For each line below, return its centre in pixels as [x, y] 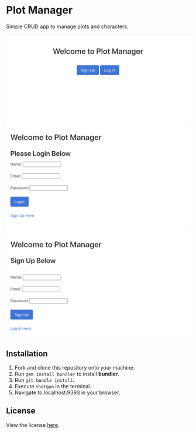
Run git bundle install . [44, 380]
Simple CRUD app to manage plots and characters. [67, 26]
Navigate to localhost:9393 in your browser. [67, 392]
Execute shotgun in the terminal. [53, 386]
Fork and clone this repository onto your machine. [75, 367]
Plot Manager [39, 10]
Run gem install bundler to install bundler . [67, 374]
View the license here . [33, 425]
